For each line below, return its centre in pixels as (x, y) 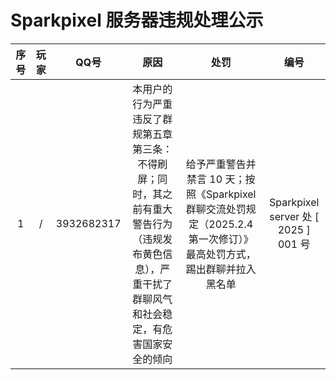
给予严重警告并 (221, 164)
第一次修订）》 (221, 239)
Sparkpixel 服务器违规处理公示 (137, 20)
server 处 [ (294, 216)
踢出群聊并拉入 (221, 269)
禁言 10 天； (216, 179)
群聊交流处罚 (216, 209)
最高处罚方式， (221, 254)
